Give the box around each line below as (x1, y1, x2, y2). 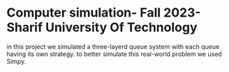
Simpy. (6, 57, 27, 65)
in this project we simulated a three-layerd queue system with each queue (6, 42, 220, 51)
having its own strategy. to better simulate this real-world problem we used (6, 50, 223, 58)
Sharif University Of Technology (6, 19, 198, 35)
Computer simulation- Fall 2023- (6, 5, 201, 21)
